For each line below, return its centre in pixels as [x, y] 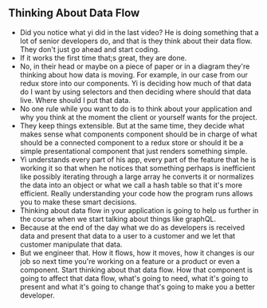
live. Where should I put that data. [75, 100]
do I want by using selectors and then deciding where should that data [135, 92]
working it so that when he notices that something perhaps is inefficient [137, 168]
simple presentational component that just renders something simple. [133, 151]
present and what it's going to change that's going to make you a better [137, 286]
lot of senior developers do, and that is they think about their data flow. [136, 41]
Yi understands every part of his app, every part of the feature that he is [138, 160]
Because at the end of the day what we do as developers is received [132, 227]
